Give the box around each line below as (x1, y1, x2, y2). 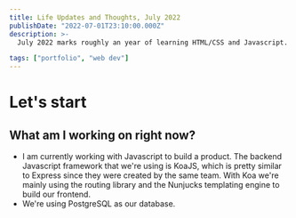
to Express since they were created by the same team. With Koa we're (21, 170, 279, 181)
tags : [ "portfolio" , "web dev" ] (9, 54, 129, 63)
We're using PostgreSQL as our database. (21, 198, 176, 209)
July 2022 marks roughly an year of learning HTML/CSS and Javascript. (17, 37, 289, 47)
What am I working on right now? (9, 127, 196, 142)
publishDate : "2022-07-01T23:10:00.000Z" (9, 21, 165, 30)
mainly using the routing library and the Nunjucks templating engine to (21, 180, 280, 190)
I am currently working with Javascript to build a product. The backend (21, 151, 283, 162)
